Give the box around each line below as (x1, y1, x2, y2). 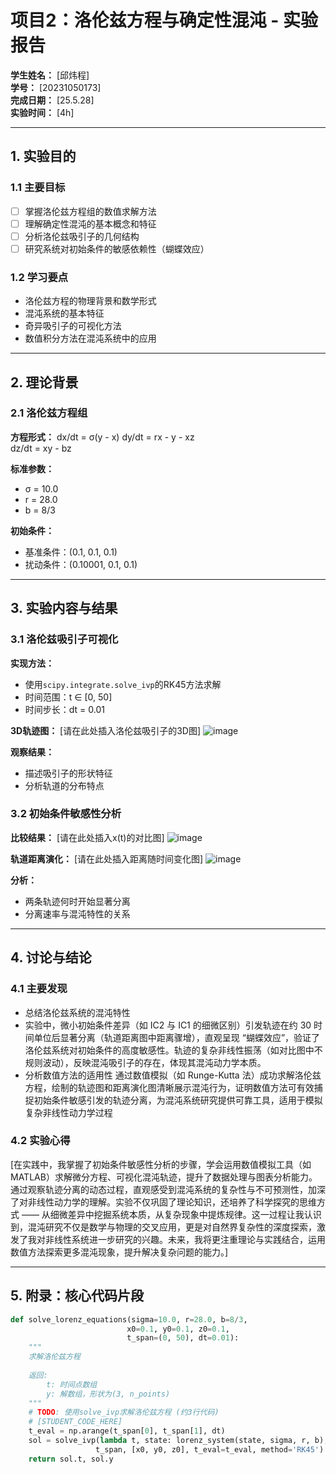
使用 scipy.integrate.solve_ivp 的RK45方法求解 (24, 678, 222, 690)
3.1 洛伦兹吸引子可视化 (10, 632, 119, 646)
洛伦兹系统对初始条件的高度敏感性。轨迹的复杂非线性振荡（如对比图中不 (24, 1044, 323, 1056)
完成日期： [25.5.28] (10, 94, 95, 106)
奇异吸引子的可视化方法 (24, 320, 122, 332)
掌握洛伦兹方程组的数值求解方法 (24, 205, 157, 217)
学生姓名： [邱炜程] (10, 69, 90, 81)
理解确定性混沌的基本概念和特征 (24, 217, 157, 230)
